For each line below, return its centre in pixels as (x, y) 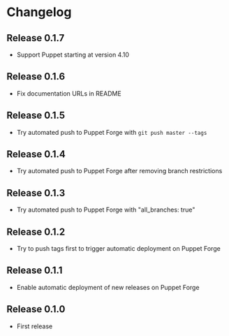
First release (35, 326)
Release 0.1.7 (36, 38)
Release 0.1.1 (35, 271)
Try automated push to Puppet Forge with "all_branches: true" (106, 210)
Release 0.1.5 (36, 116)
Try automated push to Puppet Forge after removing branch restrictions (119, 171)
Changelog (39, 12)
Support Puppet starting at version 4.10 (73, 54)
